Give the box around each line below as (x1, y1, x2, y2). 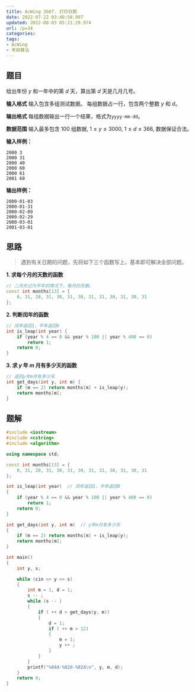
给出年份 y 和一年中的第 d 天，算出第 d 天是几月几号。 (6, 87, 139, 95)
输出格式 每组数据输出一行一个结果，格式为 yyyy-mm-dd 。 (6, 112, 143, 120)
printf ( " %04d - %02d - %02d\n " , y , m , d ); (27, 664, 123, 670)
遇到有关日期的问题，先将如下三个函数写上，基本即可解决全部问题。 (20, 259, 187, 266)
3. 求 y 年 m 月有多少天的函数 (6, 362, 77, 369)
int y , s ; (17, 565, 41, 571)
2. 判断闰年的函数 (6, 311, 49, 318)
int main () (6, 555, 33, 561)
